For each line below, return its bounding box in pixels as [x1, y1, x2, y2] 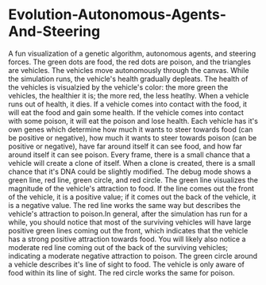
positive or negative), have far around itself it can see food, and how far [8, 141, 242, 151]
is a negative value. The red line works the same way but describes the [8, 200, 241, 210]
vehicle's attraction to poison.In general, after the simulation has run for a [8, 209, 248, 218]
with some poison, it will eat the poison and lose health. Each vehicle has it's [8, 116, 258, 125]
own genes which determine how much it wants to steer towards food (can [8, 125, 253, 134]
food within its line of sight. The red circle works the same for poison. [8, 268, 235, 277]
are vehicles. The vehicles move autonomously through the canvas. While [8, 65, 249, 75]
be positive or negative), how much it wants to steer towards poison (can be [8, 133, 257, 142]
